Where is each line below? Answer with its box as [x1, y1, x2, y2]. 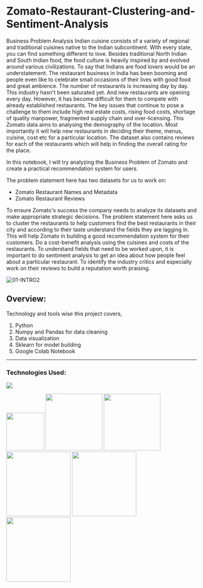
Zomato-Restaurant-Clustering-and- [6, 4, 195, 18]
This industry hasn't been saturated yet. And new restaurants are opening [6, 89, 190, 96]
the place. [6, 147, 31, 154]
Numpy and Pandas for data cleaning [14, 328, 108, 335]
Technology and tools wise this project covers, [6, 310, 123, 317]
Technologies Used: [6, 368, 66, 376]
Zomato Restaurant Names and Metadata [14, 188, 118, 195]
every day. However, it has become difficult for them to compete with [6, 95, 178, 102]
